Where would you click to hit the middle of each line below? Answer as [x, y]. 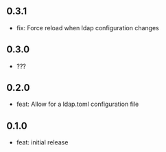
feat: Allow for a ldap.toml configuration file [78, 104]
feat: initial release [42, 142]
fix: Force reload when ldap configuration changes [87, 28]
